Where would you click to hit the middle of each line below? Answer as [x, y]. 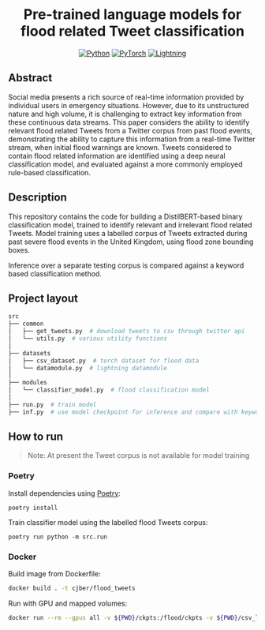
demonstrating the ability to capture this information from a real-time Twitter [132, 139]
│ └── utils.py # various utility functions [88, 339]
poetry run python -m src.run [58, 537]
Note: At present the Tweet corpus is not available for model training [138, 456]
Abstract [30, 78]
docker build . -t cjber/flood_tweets [72, 589]
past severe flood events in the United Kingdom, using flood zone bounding [131, 242]
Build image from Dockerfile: [54, 574]
